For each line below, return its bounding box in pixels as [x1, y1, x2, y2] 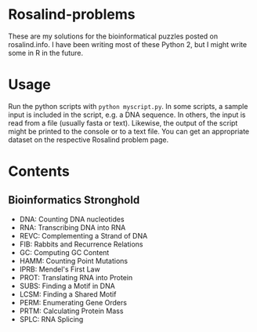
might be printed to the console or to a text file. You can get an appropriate [8, 126, 249, 136]
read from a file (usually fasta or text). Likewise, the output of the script [8, 118, 238, 127]
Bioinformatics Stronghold [8, 194, 140, 207]
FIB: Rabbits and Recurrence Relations [19, 239, 143, 249]
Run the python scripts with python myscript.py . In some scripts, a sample [8, 101, 248, 111]
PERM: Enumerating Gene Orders [19, 297, 128, 307]
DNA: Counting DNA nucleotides [19, 214, 125, 224]
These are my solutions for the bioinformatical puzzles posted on [8, 31, 219, 41]
